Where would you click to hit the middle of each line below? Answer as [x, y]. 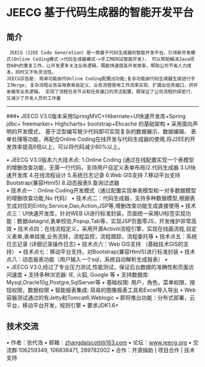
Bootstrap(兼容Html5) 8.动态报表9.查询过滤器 [63, 183]
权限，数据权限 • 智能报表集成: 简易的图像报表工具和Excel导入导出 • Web [104, 290]
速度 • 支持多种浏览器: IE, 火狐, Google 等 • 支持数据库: [80, 274]
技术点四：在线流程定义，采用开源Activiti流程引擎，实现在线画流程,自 [104, 229]
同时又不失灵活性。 [36, 72]
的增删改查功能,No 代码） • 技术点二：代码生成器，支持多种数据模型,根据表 [101, 198]
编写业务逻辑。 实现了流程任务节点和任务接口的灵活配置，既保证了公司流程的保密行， [103, 92]
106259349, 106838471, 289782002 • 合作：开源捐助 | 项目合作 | [101, 350]
